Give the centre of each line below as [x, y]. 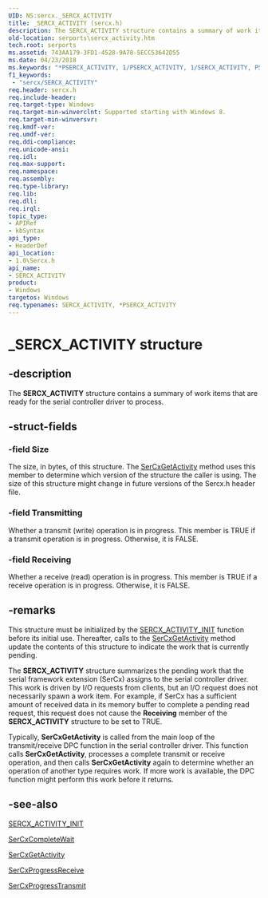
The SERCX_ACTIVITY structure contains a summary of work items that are [133, 393]
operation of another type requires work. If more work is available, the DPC [132, 770]
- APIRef [23, 224]
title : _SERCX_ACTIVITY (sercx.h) [66, 23]
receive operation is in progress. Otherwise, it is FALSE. [99, 585]
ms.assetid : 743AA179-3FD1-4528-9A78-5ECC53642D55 [94, 53]
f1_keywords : [30, 75]
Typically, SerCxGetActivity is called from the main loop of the [112, 737]
